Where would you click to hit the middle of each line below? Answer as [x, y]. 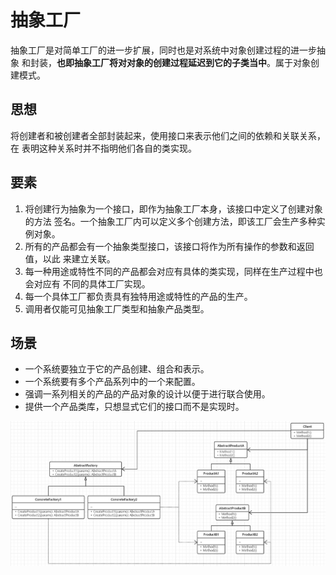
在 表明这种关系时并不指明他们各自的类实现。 [103, 148]
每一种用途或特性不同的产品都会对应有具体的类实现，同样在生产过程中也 [173, 271]
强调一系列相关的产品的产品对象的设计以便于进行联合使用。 [147, 394]
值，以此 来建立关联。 [70, 258]
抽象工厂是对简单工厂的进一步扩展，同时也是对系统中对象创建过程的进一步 [163, 50]
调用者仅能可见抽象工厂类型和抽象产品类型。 [117, 308]
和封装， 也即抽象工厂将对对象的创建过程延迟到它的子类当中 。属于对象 [166, 62]
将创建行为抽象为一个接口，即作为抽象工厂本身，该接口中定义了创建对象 [173, 208]
